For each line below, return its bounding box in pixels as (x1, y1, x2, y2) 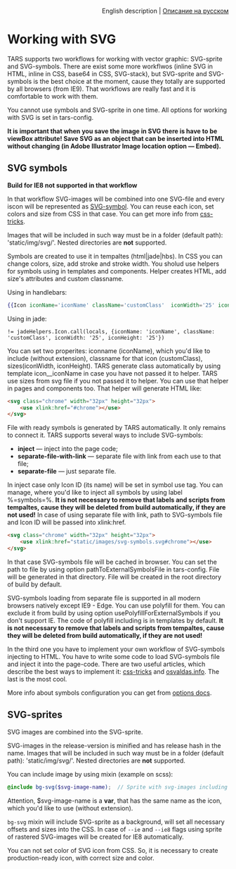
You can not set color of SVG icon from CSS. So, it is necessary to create (7, 846, 218, 854)
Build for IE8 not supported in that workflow (7, 180, 138, 190)
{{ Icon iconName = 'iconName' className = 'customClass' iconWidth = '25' (7, 302, 216, 309)
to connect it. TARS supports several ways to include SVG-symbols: (7, 431, 204, 440)
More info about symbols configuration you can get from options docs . (7, 688, 212, 697)
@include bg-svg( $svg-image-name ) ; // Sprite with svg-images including (7, 783, 228, 791)
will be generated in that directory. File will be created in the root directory (7, 572, 222, 581)
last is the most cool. (7, 674, 67, 683)
